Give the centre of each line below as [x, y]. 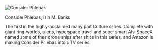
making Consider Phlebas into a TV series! [48, 42]
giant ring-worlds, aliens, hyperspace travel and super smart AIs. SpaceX [79, 32]
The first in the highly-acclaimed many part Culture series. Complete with [79, 27]
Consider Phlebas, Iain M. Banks [38, 17]
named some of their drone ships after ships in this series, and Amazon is [79, 37]
